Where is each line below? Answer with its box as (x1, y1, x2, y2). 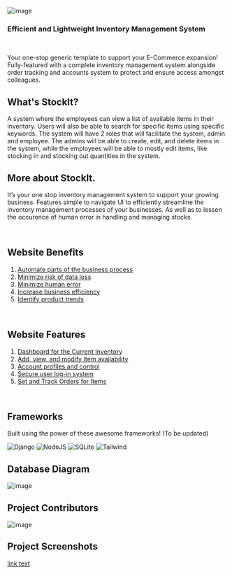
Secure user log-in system (17, 369, 94, 378)
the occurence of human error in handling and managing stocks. (7, 213, 193, 221)
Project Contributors (7, 502, 99, 514)
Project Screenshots (7, 540, 98, 552)
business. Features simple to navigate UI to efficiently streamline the (7, 198, 204, 206)
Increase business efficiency (17, 287, 101, 296)
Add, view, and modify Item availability (17, 354, 129, 363)
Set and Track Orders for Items (17, 377, 107, 385)
